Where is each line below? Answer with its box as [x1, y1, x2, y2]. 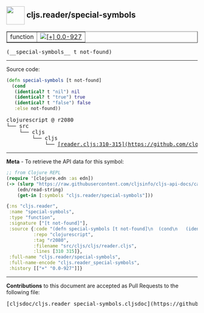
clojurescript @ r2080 [6, 117, 74, 123]
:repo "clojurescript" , [33, 232, 94, 238]
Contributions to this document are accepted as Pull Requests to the [6, 282, 179, 289]
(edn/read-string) [17, 187, 64, 193]
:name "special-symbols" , [8, 209, 75, 215]
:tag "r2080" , [33, 237, 69, 243]
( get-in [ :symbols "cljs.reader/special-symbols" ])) [17, 192, 154, 198]
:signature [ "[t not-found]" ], [8, 220, 88, 227]
